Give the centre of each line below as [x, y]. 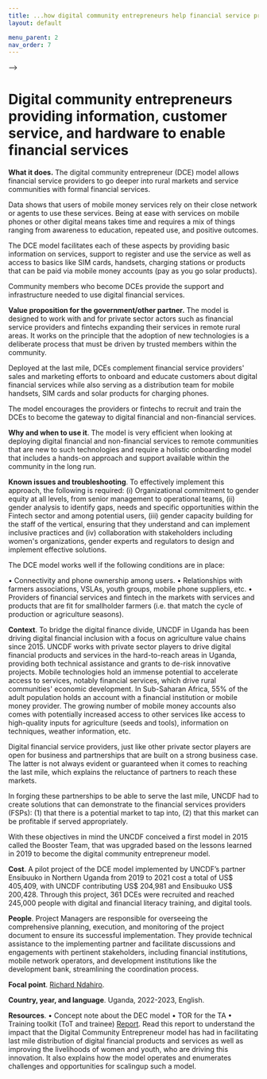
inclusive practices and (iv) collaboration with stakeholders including [120, 533]
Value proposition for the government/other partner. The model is [118, 311]
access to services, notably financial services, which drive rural [112, 681]
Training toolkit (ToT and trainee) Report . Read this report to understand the [132, 1024]
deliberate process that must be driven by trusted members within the [122, 344]
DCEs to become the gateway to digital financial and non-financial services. [132, 417]
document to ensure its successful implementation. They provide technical [130, 936]
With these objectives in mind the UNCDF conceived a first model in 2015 [128, 837]
